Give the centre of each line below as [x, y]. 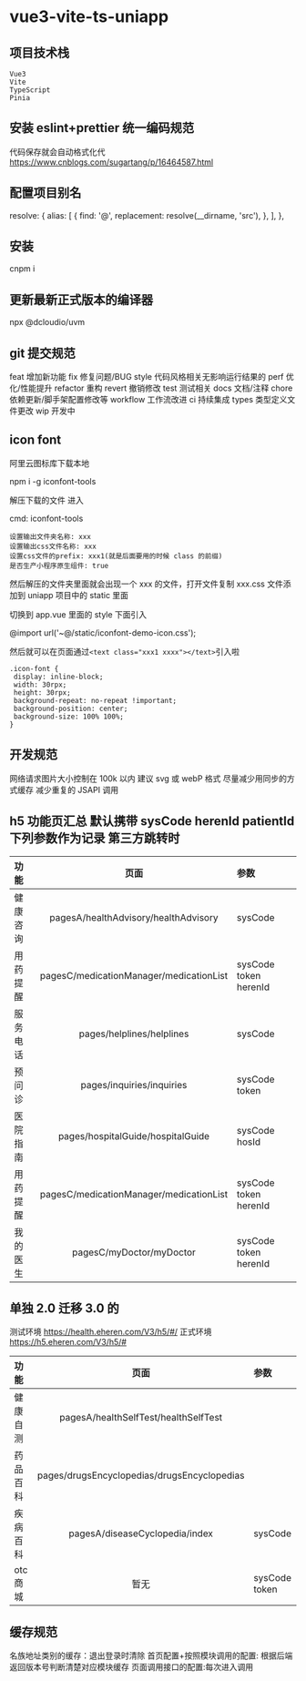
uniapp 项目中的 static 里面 [78, 595]
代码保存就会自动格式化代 [57, 151]
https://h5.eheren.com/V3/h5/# [68, 1342]
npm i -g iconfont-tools [53, 481]
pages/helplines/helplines [134, 1034]
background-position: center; [71, 708]
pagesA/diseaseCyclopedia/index [141, 1533]
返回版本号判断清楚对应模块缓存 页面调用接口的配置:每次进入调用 [131, 1667]
